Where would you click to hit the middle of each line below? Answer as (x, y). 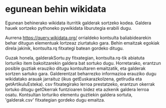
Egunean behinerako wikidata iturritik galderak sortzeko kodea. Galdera (78, 23)
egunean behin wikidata (56, 9)
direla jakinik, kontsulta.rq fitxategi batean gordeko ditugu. (64, 48)
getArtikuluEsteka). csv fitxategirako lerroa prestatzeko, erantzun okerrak (80, 84)
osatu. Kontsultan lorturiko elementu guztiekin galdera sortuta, (69, 95)
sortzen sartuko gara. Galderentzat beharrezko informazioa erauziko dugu (81, 73)
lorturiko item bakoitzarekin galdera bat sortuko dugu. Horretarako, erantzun (83, 63)
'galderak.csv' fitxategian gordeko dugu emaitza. (55, 100)
